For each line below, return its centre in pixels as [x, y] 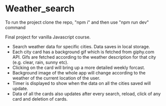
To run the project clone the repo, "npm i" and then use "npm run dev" [77, 22]
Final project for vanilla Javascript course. [48, 37]
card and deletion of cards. [40, 99]
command [15, 27]
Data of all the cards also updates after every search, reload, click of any [86, 94]
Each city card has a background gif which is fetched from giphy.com [83, 52]
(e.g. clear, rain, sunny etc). [40, 62]
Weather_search [40, 9]
